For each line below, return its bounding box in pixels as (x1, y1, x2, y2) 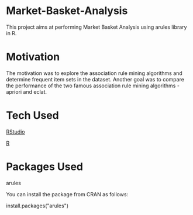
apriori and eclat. (6, 88, 47, 95)
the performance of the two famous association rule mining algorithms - (6, 82, 180, 89)
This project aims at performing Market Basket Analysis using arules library (6, 23, 187, 30)
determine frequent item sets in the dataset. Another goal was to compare (6, 76, 184, 83)
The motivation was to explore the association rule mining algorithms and (6, 69, 182, 77)
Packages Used (6, 160, 84, 173)
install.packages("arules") (6, 202, 69, 209)
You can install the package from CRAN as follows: (6, 190, 129, 197)
